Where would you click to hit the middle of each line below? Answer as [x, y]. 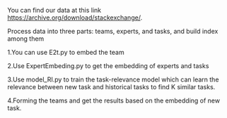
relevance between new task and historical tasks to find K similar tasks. [111, 87]
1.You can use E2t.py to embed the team [66, 52]
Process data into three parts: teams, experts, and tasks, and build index [113, 31]
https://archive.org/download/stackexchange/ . [75, 18]
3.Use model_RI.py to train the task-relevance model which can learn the [113, 79]
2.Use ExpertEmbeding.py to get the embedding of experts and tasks [108, 66]
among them [26, 39]
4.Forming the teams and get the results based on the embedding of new [114, 100]
